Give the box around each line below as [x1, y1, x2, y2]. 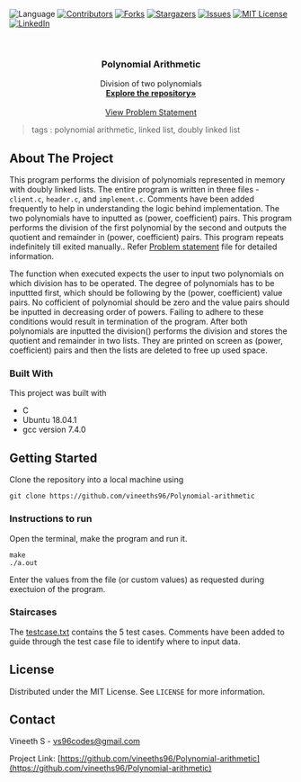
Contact [9, 712, 56, 728]
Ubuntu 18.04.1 [22, 415, 77, 426]
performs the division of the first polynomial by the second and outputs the [9, 222, 288, 233]
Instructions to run [9, 513, 93, 526]
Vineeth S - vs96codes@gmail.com [9, 736, 141, 747]
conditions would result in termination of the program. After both [9, 316, 248, 328]
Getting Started [9, 450, 98, 465]
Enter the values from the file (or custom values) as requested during [9, 574, 265, 585]
